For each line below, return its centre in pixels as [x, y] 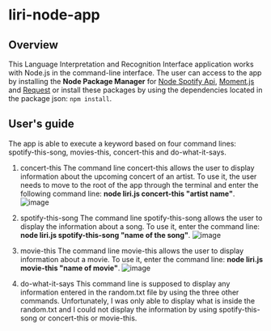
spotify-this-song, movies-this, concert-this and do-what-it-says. [117, 152]
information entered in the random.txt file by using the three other [129, 292]
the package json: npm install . [60, 98]
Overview [34, 45]
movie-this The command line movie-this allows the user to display [132, 250]
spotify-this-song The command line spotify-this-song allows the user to [141, 218]
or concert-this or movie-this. [88, 318]
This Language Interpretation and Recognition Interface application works [131, 64]
